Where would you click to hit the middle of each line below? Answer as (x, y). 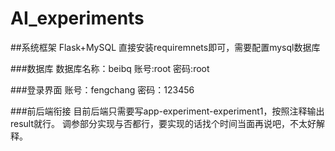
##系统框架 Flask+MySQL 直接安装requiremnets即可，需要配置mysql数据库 (165, 47)
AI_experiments (77, 18)
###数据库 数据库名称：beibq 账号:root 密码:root (110, 68)
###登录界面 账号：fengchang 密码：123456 (102, 89)
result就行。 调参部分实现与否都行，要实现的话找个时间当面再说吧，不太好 (163, 123)
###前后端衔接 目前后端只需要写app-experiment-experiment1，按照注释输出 (167, 111)
